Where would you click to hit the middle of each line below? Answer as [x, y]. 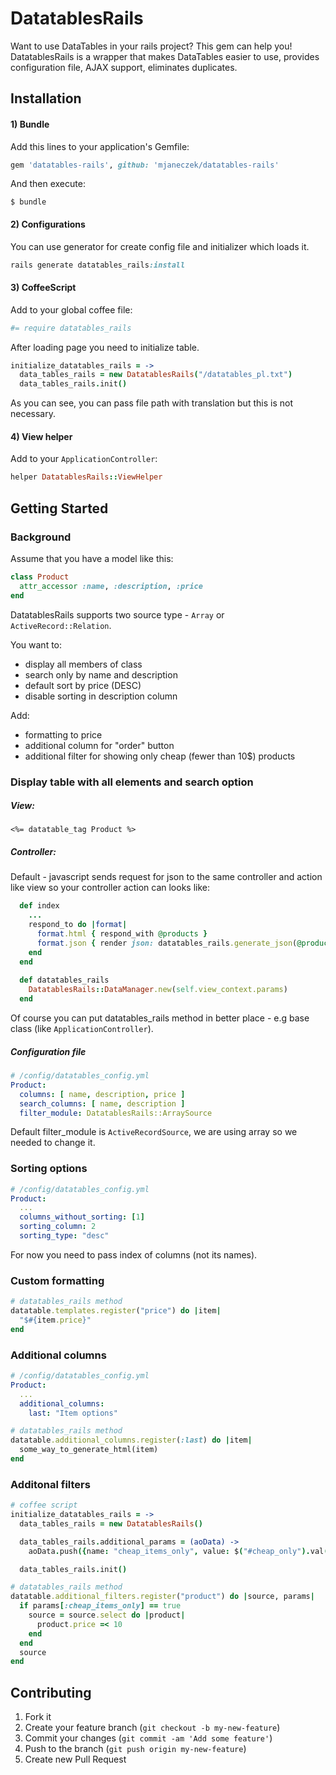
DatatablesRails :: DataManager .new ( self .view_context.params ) [158, 990]
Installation [46, 98]
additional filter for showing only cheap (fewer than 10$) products [160, 756]
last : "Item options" [73, 1413]
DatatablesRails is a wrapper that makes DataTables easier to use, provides [165, 56]
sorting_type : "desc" [64, 1236]
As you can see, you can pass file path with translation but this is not [151, 403]
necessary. [33, 414]
